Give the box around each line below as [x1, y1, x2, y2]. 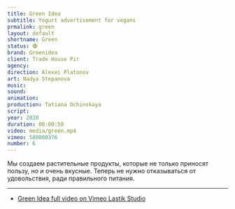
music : [7, 82, 27, 89]
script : [7, 108, 30, 115]
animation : [7, 95, 39, 102]
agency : [7, 62, 30, 69]
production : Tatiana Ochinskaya [7, 101, 101, 108]
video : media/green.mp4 [7, 127, 77, 134]
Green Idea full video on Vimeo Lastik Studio [17, 194, 146, 203]
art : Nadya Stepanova [7, 75, 71, 82]
